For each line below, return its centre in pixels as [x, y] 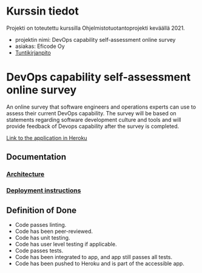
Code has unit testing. [42, 237]
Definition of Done [42, 210]
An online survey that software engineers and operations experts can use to [101, 107]
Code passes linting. [41, 224]
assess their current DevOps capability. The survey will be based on [92, 113]
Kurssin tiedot [42, 11]
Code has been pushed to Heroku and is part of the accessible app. [100, 263]
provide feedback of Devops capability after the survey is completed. [93, 126]
